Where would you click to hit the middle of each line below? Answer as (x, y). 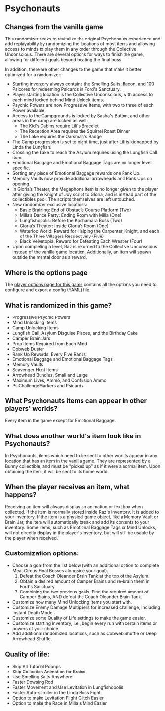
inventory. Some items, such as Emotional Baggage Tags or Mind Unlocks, (81, 528)
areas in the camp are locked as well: (50, 121)
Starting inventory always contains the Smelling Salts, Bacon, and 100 (83, 84)
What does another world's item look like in (73, 436)
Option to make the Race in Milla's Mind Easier (60, 703)
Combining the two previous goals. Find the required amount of (84, 592)
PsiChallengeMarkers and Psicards (48, 385)
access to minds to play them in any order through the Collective (71, 49)
